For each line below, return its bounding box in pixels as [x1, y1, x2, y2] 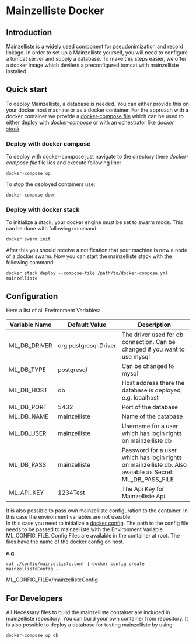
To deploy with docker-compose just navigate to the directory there [6, 153, 169, 160]
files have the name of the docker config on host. [6, 538, 124, 545]
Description [138, 321, 171, 329]
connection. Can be [121, 338, 176, 346]
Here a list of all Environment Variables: [6, 307, 100, 314]
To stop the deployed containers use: [6, 181, 96, 188]
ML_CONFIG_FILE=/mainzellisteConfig [6, 576, 98, 583]
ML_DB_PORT [9, 403, 48, 411]
